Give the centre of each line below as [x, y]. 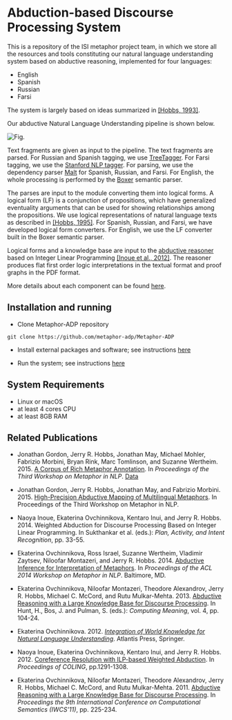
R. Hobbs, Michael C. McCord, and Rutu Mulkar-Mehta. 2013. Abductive [119, 596]
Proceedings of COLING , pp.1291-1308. [73, 667]
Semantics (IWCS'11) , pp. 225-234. [67, 710]
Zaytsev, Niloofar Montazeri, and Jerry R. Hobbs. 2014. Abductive [110, 560]
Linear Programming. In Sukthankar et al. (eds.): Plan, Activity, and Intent [121, 533]
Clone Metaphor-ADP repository [63, 324]
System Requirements [56, 385]
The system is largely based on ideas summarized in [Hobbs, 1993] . [104, 110]
